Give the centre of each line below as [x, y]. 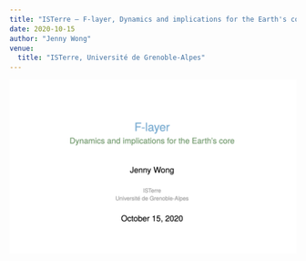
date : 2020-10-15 [42, 29]
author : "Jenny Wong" [51, 38]
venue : [22, 48]
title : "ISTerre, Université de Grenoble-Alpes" [112, 58]
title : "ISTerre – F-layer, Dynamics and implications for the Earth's [148, 19]
